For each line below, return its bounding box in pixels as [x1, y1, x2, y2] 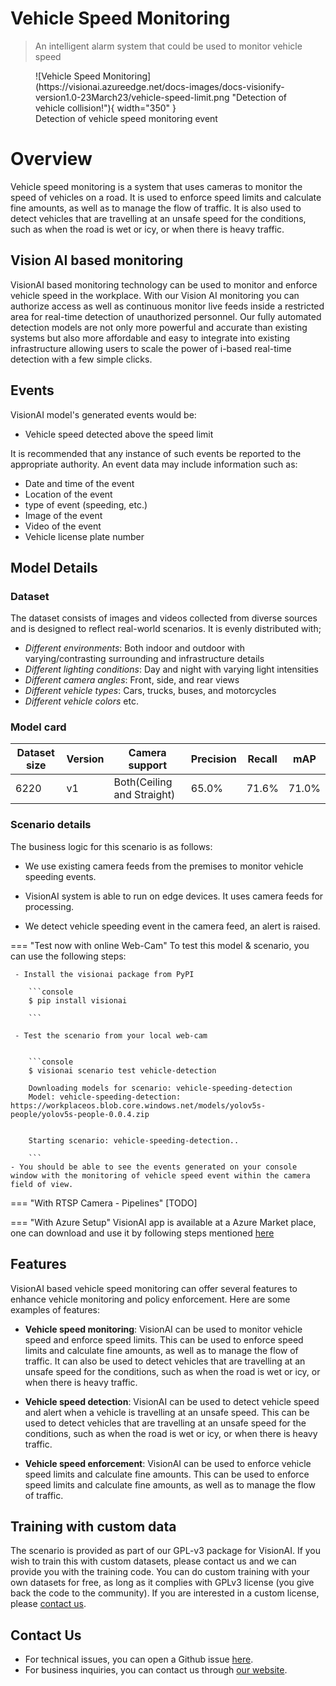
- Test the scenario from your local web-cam [14, 1030, 208, 1041]
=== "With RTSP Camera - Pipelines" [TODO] [10, 1197, 198, 1209]
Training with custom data [10, 1518, 177, 1535]
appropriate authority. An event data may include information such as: [10, 458, 298, 470]
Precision [190, 752, 237, 766]
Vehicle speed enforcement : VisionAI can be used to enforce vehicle [24, 1457, 312, 1469]
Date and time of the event [24, 477, 135, 489]
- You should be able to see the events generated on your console [10, 1162, 298, 1172]
